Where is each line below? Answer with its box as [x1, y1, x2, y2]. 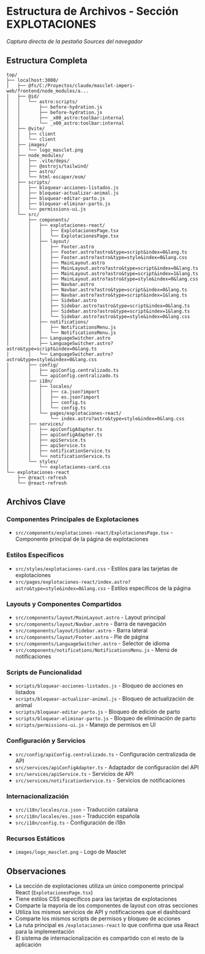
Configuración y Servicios [6, 737, 86, 745]
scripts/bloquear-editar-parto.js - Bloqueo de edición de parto [15, 708, 181, 716]
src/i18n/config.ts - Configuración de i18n [15, 818, 126, 826]
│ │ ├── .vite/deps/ [6, 158, 70, 164]
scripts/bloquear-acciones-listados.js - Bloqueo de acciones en [15, 682, 184, 689]
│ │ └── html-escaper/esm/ [6, 174, 86, 180]
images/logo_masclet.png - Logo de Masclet [15, 848, 127, 856]
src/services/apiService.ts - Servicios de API [15, 770, 134, 777]
